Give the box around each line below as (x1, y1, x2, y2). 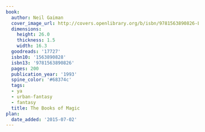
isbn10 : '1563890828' (11, 54, 67, 60)
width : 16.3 (17, 43, 47, 49)
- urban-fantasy (11, 94, 53, 100)
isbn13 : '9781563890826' (11, 60, 75, 66)
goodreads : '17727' (11, 49, 61, 55)
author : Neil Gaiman (11, 15, 64, 21)
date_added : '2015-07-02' (11, 116, 78, 122)
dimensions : (11, 26, 42, 32)
